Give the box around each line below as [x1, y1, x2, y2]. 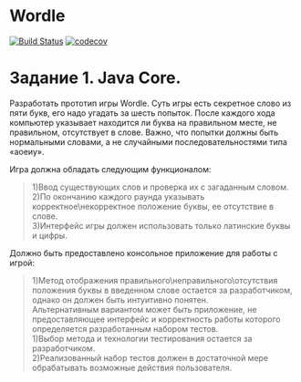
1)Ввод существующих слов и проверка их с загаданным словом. [31, 181, 289, 192]
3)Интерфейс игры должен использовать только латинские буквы [31, 220, 291, 231]
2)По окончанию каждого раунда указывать [31, 191, 205, 201]
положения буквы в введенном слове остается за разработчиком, [31, 284, 294, 295]
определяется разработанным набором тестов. [31, 323, 219, 334]
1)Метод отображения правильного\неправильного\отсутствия [31, 274, 278, 285]
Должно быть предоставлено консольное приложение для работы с [9, 247, 278, 258]
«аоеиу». [9, 146, 45, 157]
